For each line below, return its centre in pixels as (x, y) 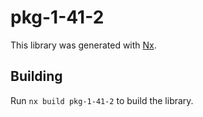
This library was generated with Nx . (83, 45)
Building (36, 76)
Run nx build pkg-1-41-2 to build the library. (102, 100)
